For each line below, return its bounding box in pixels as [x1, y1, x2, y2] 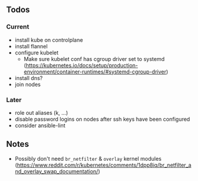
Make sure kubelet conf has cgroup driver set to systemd [23, 55, 165, 62]
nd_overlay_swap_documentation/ [14, 167, 98, 175]
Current [6, 23, 30, 31]
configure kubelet [14, 49, 58, 56]
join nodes [14, 81, 41, 88]
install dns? [14, 74, 43, 81]
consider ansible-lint [14, 122, 66, 129]
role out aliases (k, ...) [14, 109, 69, 116]
